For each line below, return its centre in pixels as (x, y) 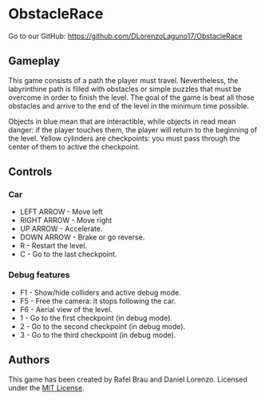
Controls (30, 172)
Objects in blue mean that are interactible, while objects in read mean (122, 121)
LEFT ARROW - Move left (61, 212)
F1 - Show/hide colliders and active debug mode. (100, 292)
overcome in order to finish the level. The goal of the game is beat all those (131, 97)
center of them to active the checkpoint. (74, 147)
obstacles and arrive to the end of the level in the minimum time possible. (129, 105)
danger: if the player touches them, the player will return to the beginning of (133, 129)
